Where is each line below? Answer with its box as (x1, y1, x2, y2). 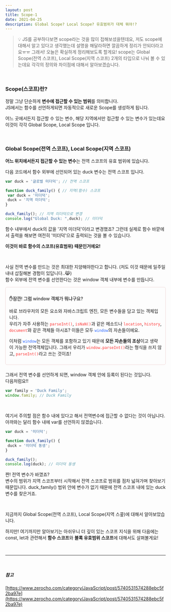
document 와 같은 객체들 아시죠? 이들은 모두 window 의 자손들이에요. (9, 327, 140, 333)
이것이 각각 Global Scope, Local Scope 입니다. (5, 122, 100, 128)
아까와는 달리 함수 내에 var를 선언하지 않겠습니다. (5, 419, 103, 425)
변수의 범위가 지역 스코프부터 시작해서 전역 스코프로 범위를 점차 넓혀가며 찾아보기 (5, 478, 166, 484)
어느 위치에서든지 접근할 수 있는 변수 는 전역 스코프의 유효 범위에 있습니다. (5, 158, 150, 164)
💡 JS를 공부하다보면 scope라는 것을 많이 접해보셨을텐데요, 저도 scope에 (17, 36, 162, 42)
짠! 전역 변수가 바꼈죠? (5, 472, 50, 478)
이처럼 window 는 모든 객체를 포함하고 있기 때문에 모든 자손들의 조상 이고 (9, 338, 149, 344)
